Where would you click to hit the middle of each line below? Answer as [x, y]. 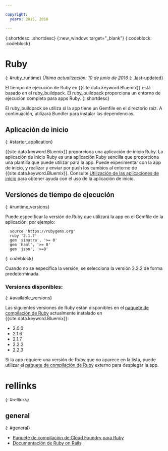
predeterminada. [22, 274]
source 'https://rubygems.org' [43, 231]
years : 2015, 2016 [29, 19]
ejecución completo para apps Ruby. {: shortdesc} [58, 98]
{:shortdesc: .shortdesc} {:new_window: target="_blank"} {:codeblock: [79, 38]
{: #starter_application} [29, 142]
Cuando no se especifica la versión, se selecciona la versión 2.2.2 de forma [84, 268]
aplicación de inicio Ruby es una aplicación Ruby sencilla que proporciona [82, 157]
